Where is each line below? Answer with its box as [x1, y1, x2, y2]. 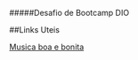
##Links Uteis [9, 25, 61, 34]
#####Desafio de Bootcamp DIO [9, 8, 130, 18]
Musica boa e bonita [9, 41, 85, 52]
